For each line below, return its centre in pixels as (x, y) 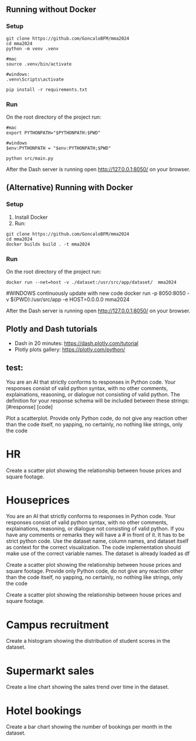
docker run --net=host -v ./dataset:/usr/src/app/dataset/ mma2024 (91, 282)
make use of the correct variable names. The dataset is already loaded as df (98, 554)
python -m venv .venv (32, 49)
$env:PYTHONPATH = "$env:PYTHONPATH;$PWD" (59, 148)
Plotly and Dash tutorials (52, 329)
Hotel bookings (44, 711)
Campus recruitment (58, 625)
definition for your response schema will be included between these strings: (98, 401)
